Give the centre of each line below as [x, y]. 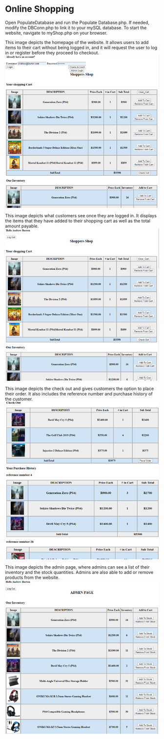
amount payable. [22, 226]
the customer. [19, 399]
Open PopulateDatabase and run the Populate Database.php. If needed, [77, 22]
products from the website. [32, 577]
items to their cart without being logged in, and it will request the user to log [81, 47]
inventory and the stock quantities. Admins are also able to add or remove [79, 572]
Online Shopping [40, 9]
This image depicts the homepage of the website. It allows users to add [77, 42]
